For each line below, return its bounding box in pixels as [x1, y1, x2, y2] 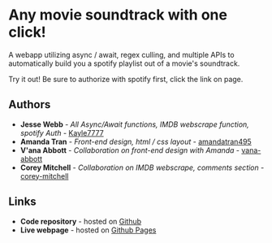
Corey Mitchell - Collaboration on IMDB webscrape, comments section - [19, 163, 265, 172]
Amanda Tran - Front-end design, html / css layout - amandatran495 [19, 137, 252, 146]
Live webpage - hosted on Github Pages [19, 225, 157, 235]
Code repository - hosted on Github [19, 216, 142, 226]
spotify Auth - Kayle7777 [19, 128, 104, 137]
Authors [8, 98, 51, 111]
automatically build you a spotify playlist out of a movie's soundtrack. [8, 59, 240, 68]
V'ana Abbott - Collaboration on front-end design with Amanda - [19, 145, 240, 155]
